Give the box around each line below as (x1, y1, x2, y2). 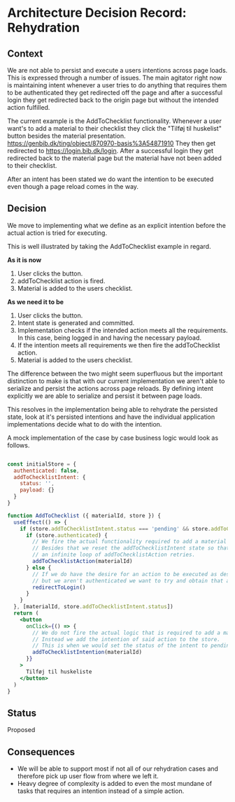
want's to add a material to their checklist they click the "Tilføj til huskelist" (7, 124, 222, 132)
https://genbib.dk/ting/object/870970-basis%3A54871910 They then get (7, 139, 216, 148)
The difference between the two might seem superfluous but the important (7, 369, 223, 378)
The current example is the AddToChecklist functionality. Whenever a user (7, 117, 222, 125)
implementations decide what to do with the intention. (7, 420, 162, 428)
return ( (13, 610, 39, 617)
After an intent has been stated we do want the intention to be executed (7, 175, 214, 183)
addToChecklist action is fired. (17, 276, 106, 285)
